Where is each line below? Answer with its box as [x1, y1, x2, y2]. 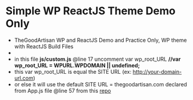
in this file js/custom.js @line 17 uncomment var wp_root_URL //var [14, 55, 181, 62]
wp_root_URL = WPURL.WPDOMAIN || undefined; [14, 61, 140, 69]
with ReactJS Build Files [14, 43, 74, 50]
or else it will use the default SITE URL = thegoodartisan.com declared [14, 80, 188, 87]
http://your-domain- [133, 68, 182, 75]
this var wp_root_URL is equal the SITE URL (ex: [14, 68, 132, 75]
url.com [14, 74, 33, 82]
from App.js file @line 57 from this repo [14, 87, 111, 94]
